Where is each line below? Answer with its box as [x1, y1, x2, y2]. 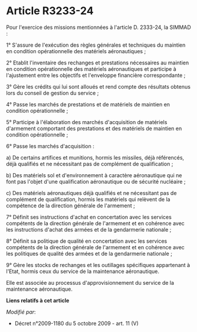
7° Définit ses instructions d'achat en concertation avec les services [6, 213, 172, 220]
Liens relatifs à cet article [6, 297, 70, 304]
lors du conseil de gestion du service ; [6, 89, 99, 96]
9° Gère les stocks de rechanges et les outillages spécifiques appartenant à [6, 261, 191, 268]
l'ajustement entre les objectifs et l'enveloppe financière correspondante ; [6, 71, 186, 79]
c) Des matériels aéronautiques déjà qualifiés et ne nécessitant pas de [6, 189, 177, 196]
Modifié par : [6, 308, 37, 315]
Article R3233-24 [6, 4, 94, 18]
